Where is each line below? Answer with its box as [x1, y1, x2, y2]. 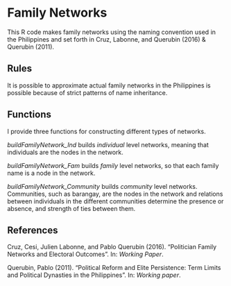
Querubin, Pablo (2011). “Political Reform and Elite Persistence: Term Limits [7, 264, 221, 272]
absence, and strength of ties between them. [7, 204, 136, 212]
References [7, 224, 58, 236]
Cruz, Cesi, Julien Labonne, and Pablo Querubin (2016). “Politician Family [7, 243, 217, 251]
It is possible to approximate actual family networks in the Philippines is [7, 81, 211, 90]
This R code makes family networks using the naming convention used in [7, 28, 216, 36]
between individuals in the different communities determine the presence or [7, 196, 224, 205]
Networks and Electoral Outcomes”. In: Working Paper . [7, 250, 164, 258]
